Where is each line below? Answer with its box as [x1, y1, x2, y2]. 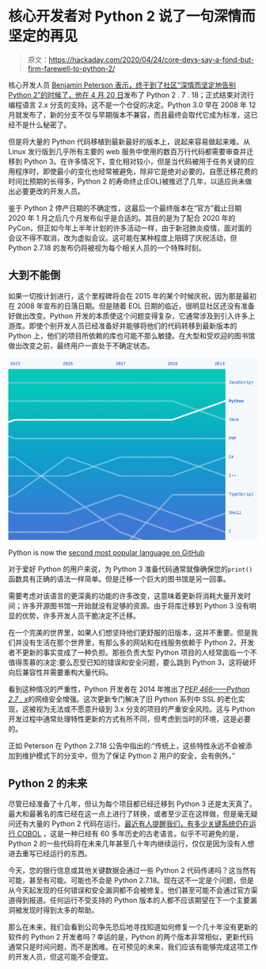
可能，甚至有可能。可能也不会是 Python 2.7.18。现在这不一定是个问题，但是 [8, 875, 255, 886]
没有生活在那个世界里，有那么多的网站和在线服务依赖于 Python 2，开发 [21, 638, 255, 647]
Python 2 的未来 [8, 776, 88, 790]
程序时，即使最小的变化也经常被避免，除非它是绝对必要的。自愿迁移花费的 [14, 166, 258, 176]
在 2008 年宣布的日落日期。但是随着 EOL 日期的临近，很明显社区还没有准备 [8, 301, 255, 311]
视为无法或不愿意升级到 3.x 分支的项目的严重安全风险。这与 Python [35, 705, 256, 714]
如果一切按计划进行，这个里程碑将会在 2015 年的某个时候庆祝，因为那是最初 [8, 291, 257, 300]
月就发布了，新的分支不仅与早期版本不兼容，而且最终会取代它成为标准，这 [8, 110, 251, 119]
